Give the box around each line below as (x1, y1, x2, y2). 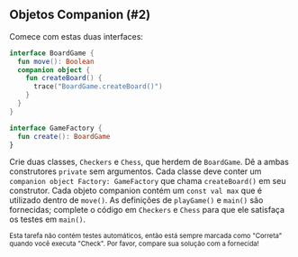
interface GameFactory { (9, 124, 103, 133)
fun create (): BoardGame (17, 132, 111, 141)
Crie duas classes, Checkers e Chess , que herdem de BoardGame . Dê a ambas (9, 157, 290, 168)
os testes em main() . (9, 214, 86, 225)
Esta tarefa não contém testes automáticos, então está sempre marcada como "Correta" (9, 232, 283, 241)
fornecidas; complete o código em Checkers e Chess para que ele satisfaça (9, 205, 285, 216)
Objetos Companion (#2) (9, 7, 151, 23)
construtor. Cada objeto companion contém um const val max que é (9, 185, 263, 197)
